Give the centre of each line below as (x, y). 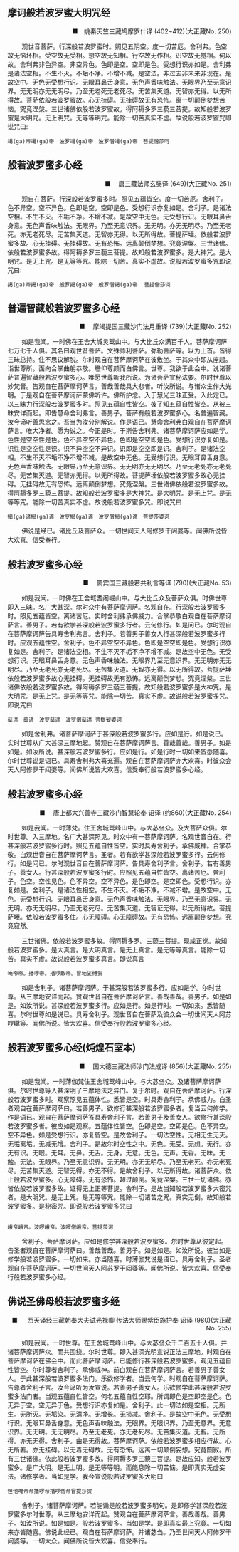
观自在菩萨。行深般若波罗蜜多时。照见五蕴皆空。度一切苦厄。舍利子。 (124, 199)
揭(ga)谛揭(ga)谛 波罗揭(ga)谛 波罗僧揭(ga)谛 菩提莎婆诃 (89, 517)
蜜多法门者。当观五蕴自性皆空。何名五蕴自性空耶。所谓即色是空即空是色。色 (119, 1396)
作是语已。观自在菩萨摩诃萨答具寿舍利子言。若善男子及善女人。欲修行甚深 (116, 1117)
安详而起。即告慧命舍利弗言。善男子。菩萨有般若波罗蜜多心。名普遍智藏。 (122, 413)
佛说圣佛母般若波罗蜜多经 (63, 1302)
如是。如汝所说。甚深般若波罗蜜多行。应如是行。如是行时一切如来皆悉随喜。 (119, 752)
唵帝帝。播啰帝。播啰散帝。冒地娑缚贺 (55, 974)
